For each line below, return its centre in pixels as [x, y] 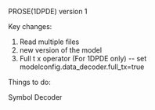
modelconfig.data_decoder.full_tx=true [82, 67]
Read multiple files [49, 42]
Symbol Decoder [35, 97]
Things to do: [29, 82]
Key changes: [30, 26]
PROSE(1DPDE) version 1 [48, 11]
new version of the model [61, 50]
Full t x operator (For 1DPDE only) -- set [83, 59]
